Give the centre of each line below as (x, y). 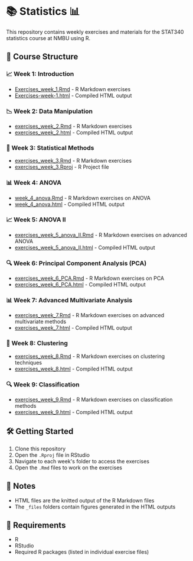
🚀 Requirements (36, 525)
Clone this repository (40, 449)
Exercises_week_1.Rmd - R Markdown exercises (73, 89)
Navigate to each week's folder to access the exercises (82, 461)
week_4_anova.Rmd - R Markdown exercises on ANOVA (82, 198)
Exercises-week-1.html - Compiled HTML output (73, 95)
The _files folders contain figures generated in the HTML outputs (95, 507)
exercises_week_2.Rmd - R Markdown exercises (73, 126)
